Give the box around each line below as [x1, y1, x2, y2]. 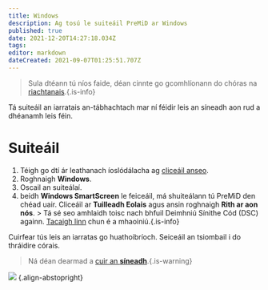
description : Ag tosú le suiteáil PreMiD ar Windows [8, 19, 188, 27]
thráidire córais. [8, 240, 60, 250]
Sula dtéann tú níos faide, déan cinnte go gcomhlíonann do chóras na [27, 78, 258, 88]
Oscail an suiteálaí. [19, 182, 82, 192]
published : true [8, 26, 62, 34]
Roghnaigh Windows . [19, 174, 92, 183]
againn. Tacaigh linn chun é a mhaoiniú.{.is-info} [19, 216, 180, 226]
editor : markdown [8, 49, 66, 57]
